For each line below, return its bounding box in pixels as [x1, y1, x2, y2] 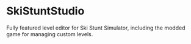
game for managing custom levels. [6, 30, 93, 37]
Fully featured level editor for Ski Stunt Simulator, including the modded [6, 24, 186, 31]
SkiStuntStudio [6, 4, 85, 18]
